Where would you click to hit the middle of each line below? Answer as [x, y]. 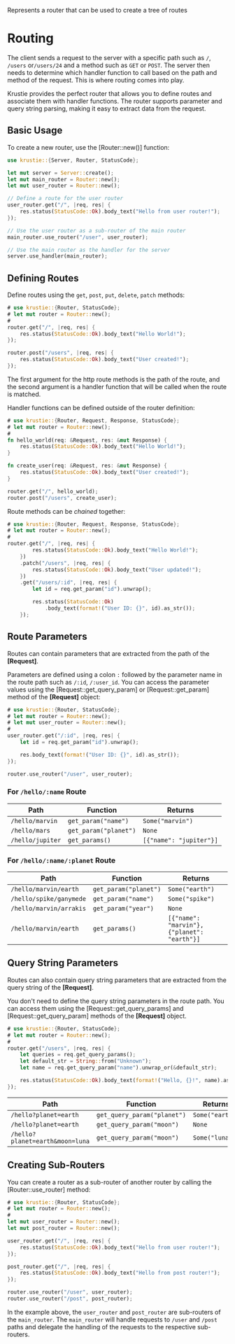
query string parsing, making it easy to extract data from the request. [107, 108]
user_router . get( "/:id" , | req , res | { [64, 736]
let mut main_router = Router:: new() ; [64, 179]
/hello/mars [31, 830]
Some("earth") [191, 889]
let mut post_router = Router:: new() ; [64, 1228]
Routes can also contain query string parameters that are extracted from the [117, 980]
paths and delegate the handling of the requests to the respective [101, 1326]
